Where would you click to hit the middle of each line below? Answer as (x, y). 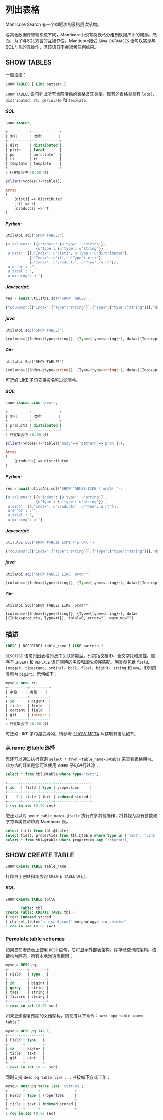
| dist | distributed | (34, 146)
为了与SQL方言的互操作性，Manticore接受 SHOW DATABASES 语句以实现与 (85, 41)
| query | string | (27, 988)
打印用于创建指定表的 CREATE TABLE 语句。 (47, 876)
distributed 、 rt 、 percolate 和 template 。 (48, 100)
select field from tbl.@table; (37, 831)
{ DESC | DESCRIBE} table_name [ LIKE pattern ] (54, 646)
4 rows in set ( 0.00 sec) (31, 1006)
